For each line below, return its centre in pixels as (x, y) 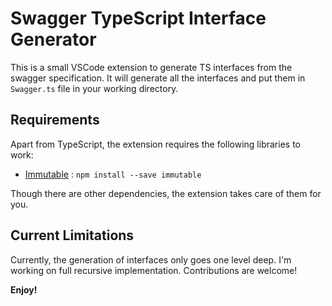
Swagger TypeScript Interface (138, 18)
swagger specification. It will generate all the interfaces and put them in (158, 78)
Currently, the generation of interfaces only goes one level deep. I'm (151, 259)
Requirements (55, 120)
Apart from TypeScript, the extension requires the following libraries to (155, 144)
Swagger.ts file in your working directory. (94, 88)
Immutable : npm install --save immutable (113, 174)
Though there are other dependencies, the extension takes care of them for (166, 193)
